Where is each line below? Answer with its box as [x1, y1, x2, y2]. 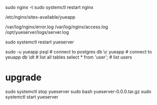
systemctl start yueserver [5, 93, 59, 100]
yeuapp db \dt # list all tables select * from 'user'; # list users [5, 54, 132, 60]
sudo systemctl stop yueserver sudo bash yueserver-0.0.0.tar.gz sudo [5, 88, 151, 94]
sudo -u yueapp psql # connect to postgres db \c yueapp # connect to [5, 49, 152, 55]
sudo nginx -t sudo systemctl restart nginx [5, 5, 93, 10]
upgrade [5, 72, 42, 83]
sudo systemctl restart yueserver [5, 39, 74, 45]
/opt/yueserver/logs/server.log [5, 29, 69, 35]
